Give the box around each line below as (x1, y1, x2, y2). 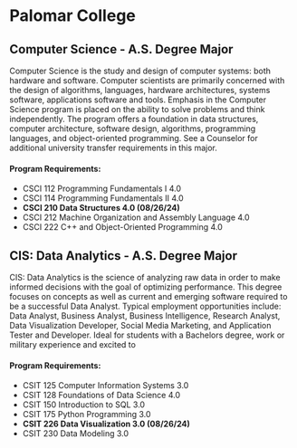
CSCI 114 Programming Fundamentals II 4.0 (22, 193, 184, 204)
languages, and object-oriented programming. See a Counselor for (9, 133, 258, 143)
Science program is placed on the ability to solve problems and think (9, 104, 265, 114)
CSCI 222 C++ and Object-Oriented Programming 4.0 (22, 222, 224, 233)
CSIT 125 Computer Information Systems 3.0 (22, 380, 189, 391)
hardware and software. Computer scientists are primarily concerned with (9, 75, 285, 86)
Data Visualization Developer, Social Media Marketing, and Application (9, 320, 272, 331)
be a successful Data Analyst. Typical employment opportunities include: (9, 300, 282, 312)
